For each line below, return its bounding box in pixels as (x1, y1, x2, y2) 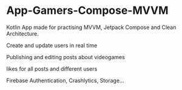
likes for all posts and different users (6, 65, 98, 72)
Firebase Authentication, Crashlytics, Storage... (6, 77, 124, 84)
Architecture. (6, 30, 39, 37)
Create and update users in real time (6, 42, 98, 49)
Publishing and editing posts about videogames (6, 53, 126, 60)
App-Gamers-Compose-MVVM (6, 4, 169, 18)
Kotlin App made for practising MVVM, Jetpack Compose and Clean (6, 24, 177, 31)
